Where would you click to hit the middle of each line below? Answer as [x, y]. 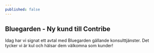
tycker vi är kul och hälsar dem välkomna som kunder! [59, 46]
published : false [23, 9]
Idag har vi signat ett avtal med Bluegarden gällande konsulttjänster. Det [77, 40]
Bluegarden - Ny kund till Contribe [58, 29]
